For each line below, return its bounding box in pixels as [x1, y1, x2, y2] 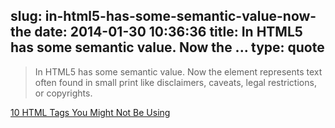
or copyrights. [34, 87, 93, 99]
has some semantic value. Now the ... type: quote [10, 39, 325, 56]
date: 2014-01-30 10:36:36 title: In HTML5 [34, 24, 303, 41]
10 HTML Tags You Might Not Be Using [10, 106, 171, 118]
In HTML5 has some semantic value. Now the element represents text [34, 65, 323, 78]
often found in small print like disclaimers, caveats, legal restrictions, [34, 76, 317, 88]
